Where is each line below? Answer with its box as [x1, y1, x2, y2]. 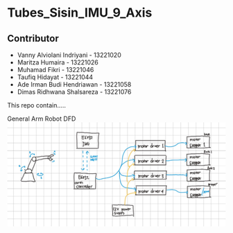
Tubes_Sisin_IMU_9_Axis [7, 5, 153, 21]
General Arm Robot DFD [7, 114, 76, 123]
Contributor [7, 33, 59, 44]
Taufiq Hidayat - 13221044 [17, 73, 94, 81]
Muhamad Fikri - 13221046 [17, 66, 94, 74]
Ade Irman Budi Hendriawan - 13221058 [17, 80, 132, 88]
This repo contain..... [7, 101, 67, 109]
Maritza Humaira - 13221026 [17, 58, 99, 67]
